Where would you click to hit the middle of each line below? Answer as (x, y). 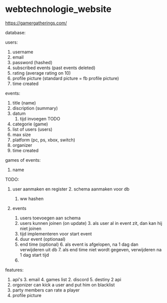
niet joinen (30, 228)
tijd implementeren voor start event (56, 234)
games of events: (23, 160)
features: (14, 270)
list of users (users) (32, 129)
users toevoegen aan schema (50, 218)
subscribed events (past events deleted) (54, 68)
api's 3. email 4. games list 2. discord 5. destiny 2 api (67, 279)
